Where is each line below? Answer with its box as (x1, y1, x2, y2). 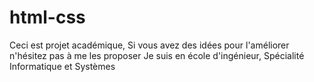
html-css (9, 6, 86, 29)
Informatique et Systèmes (9, 60, 116, 72)
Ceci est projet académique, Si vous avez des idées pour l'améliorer (9, 39, 290, 51)
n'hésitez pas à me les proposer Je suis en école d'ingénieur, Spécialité (9, 49, 305, 61)
